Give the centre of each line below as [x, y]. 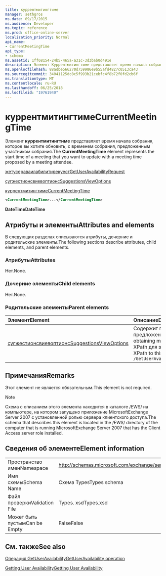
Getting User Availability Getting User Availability [54, 568]
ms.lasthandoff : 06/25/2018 [34, 88]
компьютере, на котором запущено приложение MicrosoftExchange [77, 412]
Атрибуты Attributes [30, 260]
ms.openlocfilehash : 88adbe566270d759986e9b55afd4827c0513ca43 [72, 70]
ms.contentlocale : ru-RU [31, 83]
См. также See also [35, 547]
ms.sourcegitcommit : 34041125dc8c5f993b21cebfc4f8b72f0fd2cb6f [72, 74]
